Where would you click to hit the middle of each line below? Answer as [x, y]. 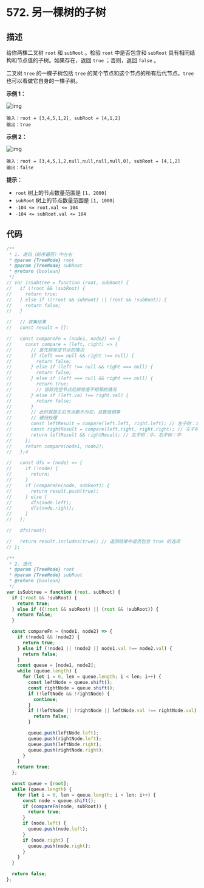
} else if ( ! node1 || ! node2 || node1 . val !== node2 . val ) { [95, 648]
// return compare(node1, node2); [55, 446]
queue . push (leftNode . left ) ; [63, 733]
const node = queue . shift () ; [59, 801]
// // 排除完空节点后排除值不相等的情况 [62, 389]
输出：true [19, 125]
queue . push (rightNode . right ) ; [66, 750]
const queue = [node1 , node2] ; [57, 665]
